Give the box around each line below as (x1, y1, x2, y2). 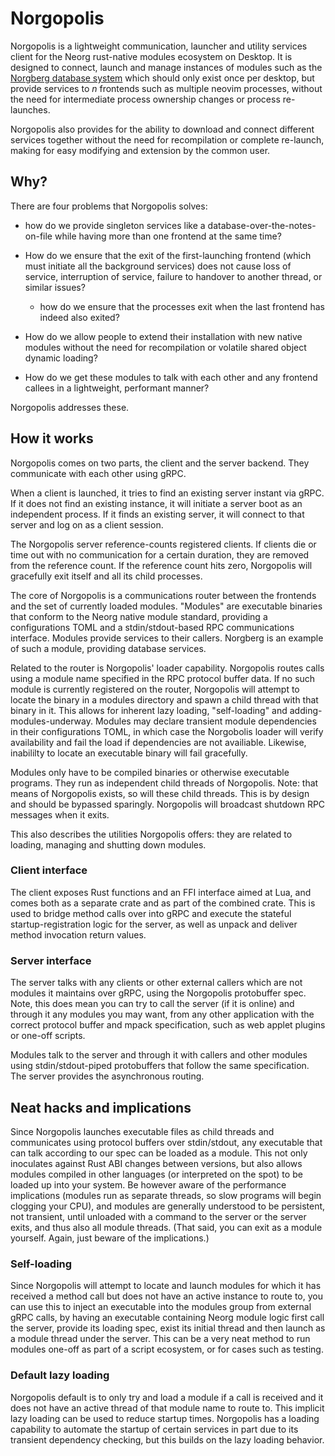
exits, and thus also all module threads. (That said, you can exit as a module (10, 1221, 323, 1233)
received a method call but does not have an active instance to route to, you (10, 1290, 323, 1302)
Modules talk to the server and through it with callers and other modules (10, 1049, 308, 1061)
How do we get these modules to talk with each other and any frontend (24, 371, 318, 383)
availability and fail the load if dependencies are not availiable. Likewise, (10, 736, 307, 748)
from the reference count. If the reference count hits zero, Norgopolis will (10, 559, 313, 571)
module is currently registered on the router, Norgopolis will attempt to (10, 683, 300, 695)
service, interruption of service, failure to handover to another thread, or (24, 270, 323, 282)
